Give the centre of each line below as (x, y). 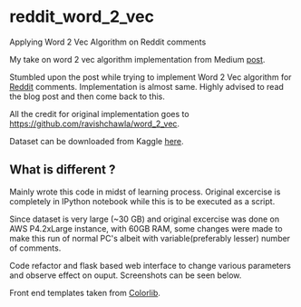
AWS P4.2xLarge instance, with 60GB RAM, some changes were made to (146, 228)
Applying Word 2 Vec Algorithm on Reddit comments (108, 42)
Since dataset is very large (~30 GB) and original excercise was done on (144, 219)
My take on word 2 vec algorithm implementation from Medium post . (137, 59)
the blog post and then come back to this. (87, 96)
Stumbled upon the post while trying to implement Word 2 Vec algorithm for (150, 77)
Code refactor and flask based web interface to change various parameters (150, 265)
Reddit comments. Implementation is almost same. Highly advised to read (146, 86)
